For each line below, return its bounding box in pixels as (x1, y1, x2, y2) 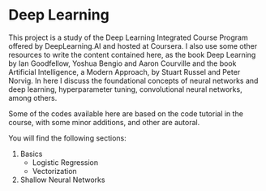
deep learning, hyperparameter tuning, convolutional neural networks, (8, 84, 242, 94)
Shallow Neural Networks (19, 175, 105, 184)
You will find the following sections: (8, 132, 127, 143)
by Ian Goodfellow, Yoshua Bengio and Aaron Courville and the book (8, 59, 237, 68)
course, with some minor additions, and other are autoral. (8, 117, 200, 127)
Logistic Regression (32, 157, 99, 167)
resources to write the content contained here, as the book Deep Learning (8, 50, 256, 59)
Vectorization (32, 166, 77, 176)
